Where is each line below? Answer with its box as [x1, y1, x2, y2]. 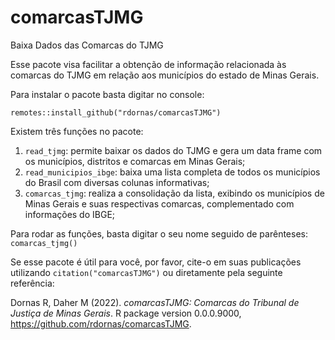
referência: [10, 277, 55, 289]
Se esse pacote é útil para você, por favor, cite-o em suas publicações [10, 256, 302, 268]
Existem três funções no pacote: [10, 125, 144, 137]
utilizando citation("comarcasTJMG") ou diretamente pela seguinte [10, 266, 283, 278]
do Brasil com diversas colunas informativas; [24, 176, 210, 188]
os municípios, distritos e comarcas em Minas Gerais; [24, 155, 246, 167]
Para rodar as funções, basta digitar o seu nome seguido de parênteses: [10, 227, 308, 240]
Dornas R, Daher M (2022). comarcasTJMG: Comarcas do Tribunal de [10, 296, 300, 308]
